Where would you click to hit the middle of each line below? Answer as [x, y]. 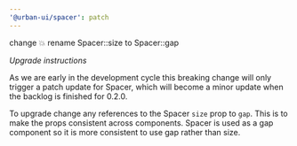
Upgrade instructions [48, 60]
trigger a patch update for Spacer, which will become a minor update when [146, 87]
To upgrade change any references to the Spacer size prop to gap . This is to [149, 113]
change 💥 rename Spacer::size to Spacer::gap [94, 42]
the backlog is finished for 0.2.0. [68, 96]
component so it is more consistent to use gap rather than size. [125, 132]
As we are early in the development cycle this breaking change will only [140, 77]
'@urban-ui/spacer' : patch [59, 17]
